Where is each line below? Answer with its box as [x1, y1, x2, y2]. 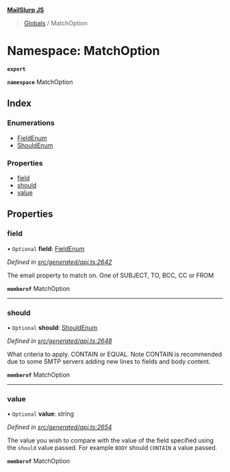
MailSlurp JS [7, 6, 44, 14]
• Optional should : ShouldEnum [7, 323, 98, 331]
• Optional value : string [7, 410, 74, 418]
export [7, 65, 26, 73]
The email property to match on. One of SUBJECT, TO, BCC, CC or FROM [7, 271, 214, 279]
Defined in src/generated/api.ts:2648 [7, 336, 112, 345]
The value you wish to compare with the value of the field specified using [7, 436, 214, 445]
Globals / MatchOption [23, 19, 88, 27]
